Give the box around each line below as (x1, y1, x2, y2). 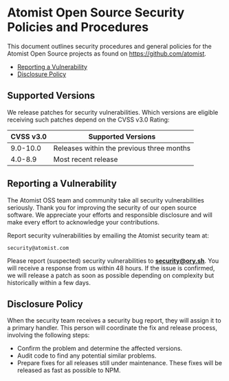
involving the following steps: (7, 331, 90, 339)
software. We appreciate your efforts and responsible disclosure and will (7, 211, 213, 219)
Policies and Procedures (7, 19, 149, 35)
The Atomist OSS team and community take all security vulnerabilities (7, 196, 204, 204)
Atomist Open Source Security (7, 5, 185, 21)
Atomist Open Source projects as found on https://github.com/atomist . (7, 49, 206, 58)
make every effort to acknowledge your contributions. (7, 218, 160, 226)
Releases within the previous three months (53, 143, 191, 152)
